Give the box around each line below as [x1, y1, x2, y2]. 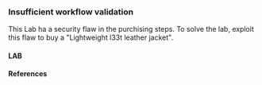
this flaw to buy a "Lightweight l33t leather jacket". [8, 33, 174, 42]
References [8, 69, 48, 79]
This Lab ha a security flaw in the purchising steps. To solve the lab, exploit [8, 25, 254, 34]
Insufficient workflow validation [8, 6, 134, 17]
